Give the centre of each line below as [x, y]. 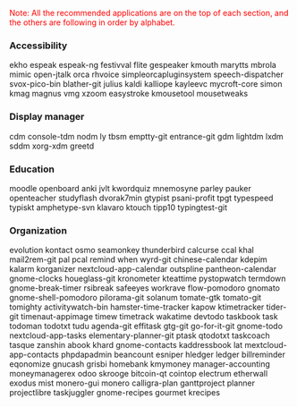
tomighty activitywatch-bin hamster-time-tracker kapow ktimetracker [137, 307]
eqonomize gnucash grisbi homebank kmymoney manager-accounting [140, 364]
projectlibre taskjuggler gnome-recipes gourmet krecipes [115, 393]
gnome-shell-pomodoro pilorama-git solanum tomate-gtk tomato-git [136, 298]
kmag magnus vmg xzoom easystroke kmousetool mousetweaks [129, 94]
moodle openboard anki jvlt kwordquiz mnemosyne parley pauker [131, 188]
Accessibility [38, 46]
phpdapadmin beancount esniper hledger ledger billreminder [174, 355]
